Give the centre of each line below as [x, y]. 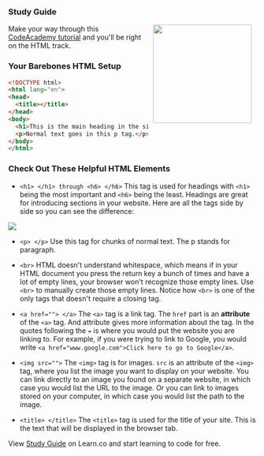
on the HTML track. [39, 46]
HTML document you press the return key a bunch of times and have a [134, 273]
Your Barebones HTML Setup [65, 66]
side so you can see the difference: [77, 211]
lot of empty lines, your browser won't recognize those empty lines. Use [137, 282]
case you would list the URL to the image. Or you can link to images [129, 387]
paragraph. [38, 249]
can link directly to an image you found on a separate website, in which [135, 379]
